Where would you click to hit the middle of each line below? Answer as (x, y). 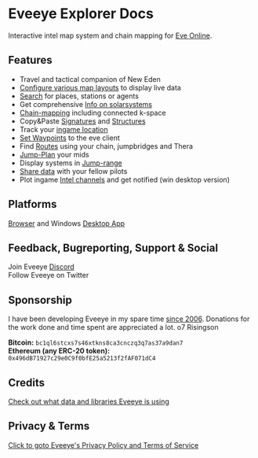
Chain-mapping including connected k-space (93, 113)
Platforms (33, 204)
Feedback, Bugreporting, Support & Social (113, 247)
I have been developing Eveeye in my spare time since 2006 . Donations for (129, 319)
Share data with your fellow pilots (73, 171)
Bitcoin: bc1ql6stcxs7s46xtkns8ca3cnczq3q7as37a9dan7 (96, 342)
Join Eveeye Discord (41, 267)
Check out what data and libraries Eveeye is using (89, 401)
